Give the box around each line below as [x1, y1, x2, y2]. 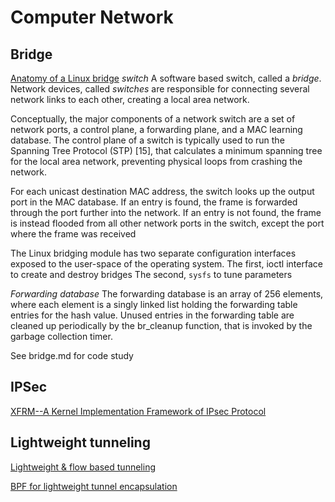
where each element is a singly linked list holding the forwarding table [10, 299, 298, 310]
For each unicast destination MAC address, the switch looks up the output [10, 186, 315, 197]
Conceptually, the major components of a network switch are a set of [10, 113, 296, 125]
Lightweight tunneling [10, 434, 151, 451]
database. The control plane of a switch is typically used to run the [10, 134, 285, 146]
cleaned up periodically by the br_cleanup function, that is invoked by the [10, 320, 313, 331]
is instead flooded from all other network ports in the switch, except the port [10, 217, 325, 229]
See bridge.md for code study [10, 350, 134, 361]
